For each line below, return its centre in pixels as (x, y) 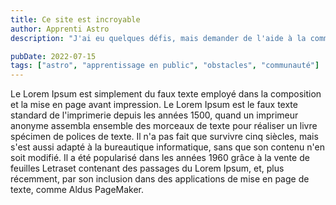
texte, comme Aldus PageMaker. (77, 190)
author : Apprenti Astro (60, 29)
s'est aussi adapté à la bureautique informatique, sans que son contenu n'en (167, 147)
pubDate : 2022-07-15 (53, 56)
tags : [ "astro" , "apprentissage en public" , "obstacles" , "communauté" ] (165, 66)
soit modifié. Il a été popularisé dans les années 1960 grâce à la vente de (160, 158)
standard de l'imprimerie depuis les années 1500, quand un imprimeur (154, 115)
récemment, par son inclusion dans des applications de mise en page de (160, 179)
